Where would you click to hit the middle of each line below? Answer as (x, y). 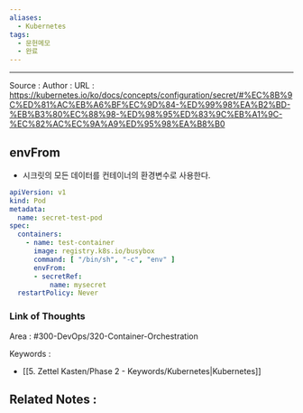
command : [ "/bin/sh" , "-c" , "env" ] (104, 259)
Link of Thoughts (47, 316)
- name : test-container (70, 243)
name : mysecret (78, 285)
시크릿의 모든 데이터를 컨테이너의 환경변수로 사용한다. (116, 175)
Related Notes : (53, 399)
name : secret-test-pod (60, 218)
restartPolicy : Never (58, 293)
